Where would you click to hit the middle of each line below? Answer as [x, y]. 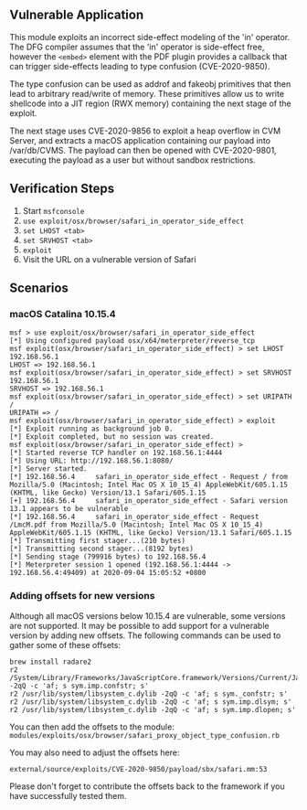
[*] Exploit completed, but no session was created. [112, 437]
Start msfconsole [53, 210]
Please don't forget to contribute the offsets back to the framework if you [147, 786]
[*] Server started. [49, 469]
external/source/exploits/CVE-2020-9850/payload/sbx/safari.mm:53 [138, 769]
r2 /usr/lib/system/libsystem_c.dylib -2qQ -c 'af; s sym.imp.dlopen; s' [153, 709]
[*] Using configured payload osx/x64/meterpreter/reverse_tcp [132, 341]
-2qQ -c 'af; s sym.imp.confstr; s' [79, 686]
